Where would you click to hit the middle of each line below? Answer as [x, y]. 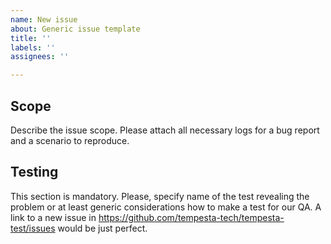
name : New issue [44, 19]
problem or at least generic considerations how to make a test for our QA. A [166, 207]
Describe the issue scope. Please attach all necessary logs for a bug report [165, 130]
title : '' [31, 38]
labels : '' [33, 47]
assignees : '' [40, 57]
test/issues [33, 228]
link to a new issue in [53, 217]
